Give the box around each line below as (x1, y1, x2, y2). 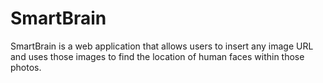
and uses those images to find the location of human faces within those (10, 50, 305, 62)
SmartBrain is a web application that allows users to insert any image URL (10, 40, 314, 52)
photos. (10, 61, 42, 73)
